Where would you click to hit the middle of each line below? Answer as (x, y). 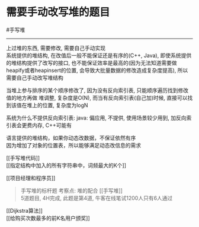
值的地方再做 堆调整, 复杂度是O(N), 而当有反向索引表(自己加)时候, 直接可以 (97, 97)
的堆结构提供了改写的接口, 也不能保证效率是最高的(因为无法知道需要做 (92, 62)
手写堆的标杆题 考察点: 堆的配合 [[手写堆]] (72, 190)
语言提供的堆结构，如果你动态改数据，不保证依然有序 (71, 138)
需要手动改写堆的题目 (58, 12)
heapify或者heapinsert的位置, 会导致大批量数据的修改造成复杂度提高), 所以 (97, 70)
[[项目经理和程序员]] (31, 178)
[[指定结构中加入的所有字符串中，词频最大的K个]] (66, 165)
